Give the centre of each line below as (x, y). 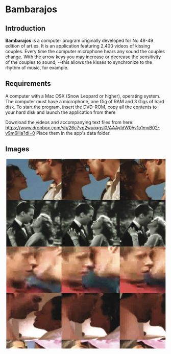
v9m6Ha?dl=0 (20, 133)
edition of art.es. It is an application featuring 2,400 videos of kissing (78, 46)
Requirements (28, 84)
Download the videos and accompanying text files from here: (69, 122)
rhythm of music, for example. (37, 68)
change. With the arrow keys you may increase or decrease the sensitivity (83, 57)
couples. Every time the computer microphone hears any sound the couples (85, 51)
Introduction (26, 28)
